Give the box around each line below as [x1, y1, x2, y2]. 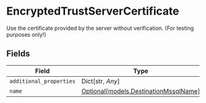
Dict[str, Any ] [81, 77, 120, 85]
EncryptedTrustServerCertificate [6, 4, 180, 18]
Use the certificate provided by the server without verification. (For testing [6, 24, 194, 32]
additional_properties [9, 77, 75, 85]
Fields [6, 49, 31, 59]
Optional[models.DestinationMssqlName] [81, 87, 200, 95]
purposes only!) [6, 30, 47, 38]
